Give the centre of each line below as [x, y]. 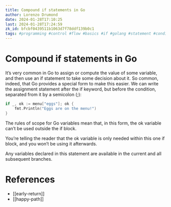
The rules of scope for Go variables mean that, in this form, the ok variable [83, 123]
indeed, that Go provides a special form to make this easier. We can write [82, 83]
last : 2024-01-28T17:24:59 [34, 24]
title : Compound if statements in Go [45, 10]
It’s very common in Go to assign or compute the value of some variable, [81, 73]
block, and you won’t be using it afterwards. [51, 143]
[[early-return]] [28, 193]
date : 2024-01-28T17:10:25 [34, 19]
